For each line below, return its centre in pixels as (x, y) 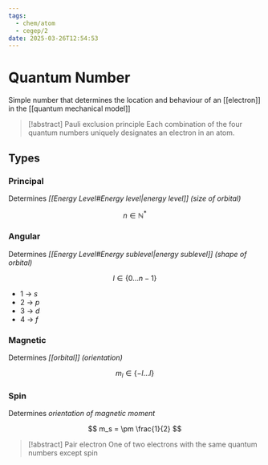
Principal (26, 181)
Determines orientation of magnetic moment (82, 414)
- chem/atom (36, 23)
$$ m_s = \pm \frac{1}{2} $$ (135, 429)
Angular (24, 236)
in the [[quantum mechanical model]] (69, 108)
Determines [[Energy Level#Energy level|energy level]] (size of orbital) (125, 198)
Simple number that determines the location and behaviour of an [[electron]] (134, 100)
